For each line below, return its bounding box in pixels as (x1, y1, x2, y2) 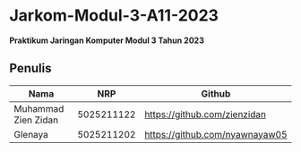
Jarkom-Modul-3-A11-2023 (9, 5, 219, 26)
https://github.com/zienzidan (144, 108, 267, 121)
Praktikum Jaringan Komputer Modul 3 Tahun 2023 (9, 35, 204, 46)
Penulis (9, 61, 52, 76)
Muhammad (13, 102, 64, 114)
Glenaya (13, 128, 49, 140)
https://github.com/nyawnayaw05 (144, 128, 288, 140)
